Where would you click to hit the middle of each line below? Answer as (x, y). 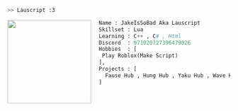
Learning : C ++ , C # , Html (140, 36)
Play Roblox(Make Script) (140, 56)
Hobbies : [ (118, 49)
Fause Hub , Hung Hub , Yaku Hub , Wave (165, 75)
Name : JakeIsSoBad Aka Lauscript (149, 23)
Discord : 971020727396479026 (145, 42)
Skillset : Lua (121, 29)
